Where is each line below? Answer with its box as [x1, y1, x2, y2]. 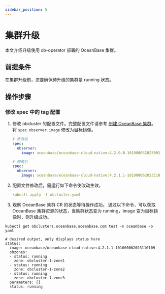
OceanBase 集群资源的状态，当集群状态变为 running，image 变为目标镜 [12, 207, 158, 214]
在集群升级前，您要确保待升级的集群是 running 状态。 [5, 77, 114, 83]
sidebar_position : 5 [5, 7, 48, 12]
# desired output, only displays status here [5, 236, 100, 241]
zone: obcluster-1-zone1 [14, 258, 65, 263]
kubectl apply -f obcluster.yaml [12, 192, 81, 197]
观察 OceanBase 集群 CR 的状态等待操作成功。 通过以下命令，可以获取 [12, 202, 156, 207]
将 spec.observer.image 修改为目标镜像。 [12, 127, 96, 133]
